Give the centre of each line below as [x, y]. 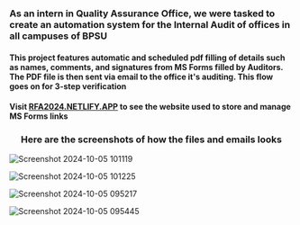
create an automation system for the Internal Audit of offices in [150, 24]
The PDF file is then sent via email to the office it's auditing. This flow [141, 76]
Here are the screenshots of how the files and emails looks [151, 139]
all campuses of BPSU [59, 36]
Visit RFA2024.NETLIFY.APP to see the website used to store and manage [150, 107]
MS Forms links [39, 116]
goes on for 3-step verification [68, 86]
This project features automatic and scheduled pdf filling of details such [147, 58]
